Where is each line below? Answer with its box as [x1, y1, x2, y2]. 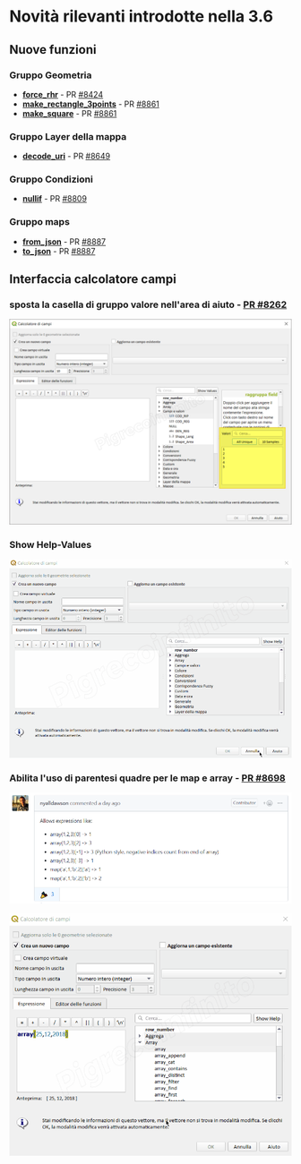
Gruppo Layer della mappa [9, 130, 127, 142]
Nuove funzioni [9, 42, 97, 57]
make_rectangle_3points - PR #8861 [21, 98, 159, 109]
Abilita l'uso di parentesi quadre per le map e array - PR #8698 [9, 772, 286, 784]
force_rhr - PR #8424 [21, 89, 104, 99]
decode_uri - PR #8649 [21, 150, 111, 162]
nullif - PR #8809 [21, 193, 88, 204]
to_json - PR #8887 [21, 245, 96, 256]
